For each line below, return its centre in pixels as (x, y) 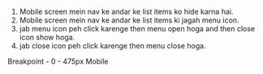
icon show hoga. (47, 37)
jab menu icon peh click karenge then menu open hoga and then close (137, 29)
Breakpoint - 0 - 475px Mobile (58, 61)
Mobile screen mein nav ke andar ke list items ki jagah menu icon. (129, 20)
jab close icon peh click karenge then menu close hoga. (112, 46)
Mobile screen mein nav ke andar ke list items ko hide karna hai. (126, 12)
